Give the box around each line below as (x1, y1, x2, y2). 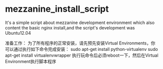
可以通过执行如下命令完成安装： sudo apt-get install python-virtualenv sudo (5, 46, 158, 52)
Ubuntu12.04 (5, 30, 31, 36)
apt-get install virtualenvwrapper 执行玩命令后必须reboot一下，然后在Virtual (5, 52, 159, 58)
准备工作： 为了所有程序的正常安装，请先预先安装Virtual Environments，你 (5, 40, 156, 46)
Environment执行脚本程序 (5, 58, 56, 64)
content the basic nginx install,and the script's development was (5, 24, 135, 30)
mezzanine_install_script (5, 3, 109, 15)
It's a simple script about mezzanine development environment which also (5, 20, 155, 25)
